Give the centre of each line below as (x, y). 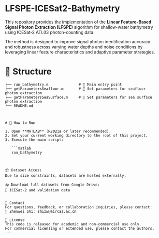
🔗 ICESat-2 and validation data (37, 190)
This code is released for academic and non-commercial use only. (73, 224)
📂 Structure (28, 72)
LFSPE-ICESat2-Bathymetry (63, 8)
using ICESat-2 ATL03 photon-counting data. (50, 32)
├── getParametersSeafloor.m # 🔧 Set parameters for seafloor (75, 89)
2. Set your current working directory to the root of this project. (77, 136)
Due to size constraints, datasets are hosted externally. (66, 175)
